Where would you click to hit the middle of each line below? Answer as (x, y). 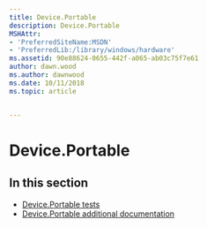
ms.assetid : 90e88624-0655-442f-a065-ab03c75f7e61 (104, 58)
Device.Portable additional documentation (98, 214)
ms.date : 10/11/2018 (47, 83)
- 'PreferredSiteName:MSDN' (61, 42)
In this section (49, 183)
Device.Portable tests (61, 204)
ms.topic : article (43, 91)
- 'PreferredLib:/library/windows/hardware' (92, 50)
